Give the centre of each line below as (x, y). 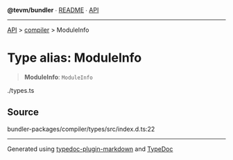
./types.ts (21, 90)
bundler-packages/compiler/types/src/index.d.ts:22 (81, 129)
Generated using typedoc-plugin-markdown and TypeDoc (90, 149)
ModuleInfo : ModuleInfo (59, 77)
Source (23, 113)
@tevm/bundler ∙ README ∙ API (53, 10)
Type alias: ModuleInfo (75, 58)
